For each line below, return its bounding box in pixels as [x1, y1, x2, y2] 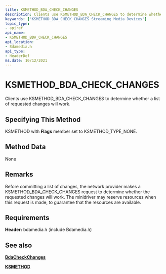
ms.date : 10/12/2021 [5, 58, 48, 63]
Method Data [5, 143, 46, 151]
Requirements [5, 214, 49, 222]
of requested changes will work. [5, 101, 71, 107]
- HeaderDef [5, 53, 30, 58]
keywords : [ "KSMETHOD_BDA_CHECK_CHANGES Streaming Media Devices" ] [5, 16, 147, 21]
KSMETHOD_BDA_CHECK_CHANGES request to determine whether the [5, 189, 150, 195]
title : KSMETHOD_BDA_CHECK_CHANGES [5, 7, 79, 12]
